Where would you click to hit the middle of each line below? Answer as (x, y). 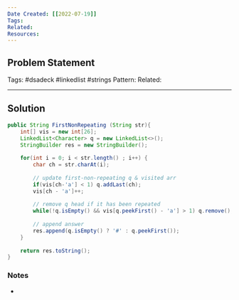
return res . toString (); (55, 251)
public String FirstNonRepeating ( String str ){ (79, 125)
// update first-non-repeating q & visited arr (105, 178)
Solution (26, 108)
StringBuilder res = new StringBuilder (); (84, 145)
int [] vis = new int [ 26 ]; (59, 132)
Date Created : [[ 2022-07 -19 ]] (52, 14)
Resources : (23, 34)
